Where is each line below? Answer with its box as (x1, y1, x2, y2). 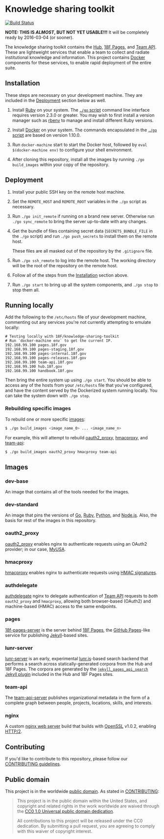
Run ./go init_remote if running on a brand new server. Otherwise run (12, 213, 155, 219)
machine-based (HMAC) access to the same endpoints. (5, 604, 117, 609)
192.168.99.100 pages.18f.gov (5, 343, 67, 347)
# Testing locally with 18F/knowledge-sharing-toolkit (5, 334, 119, 339)
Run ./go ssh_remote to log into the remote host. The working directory (12, 257, 156, 263)
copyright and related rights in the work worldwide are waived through (17, 803, 160, 809)
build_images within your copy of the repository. (12, 161, 109, 168)
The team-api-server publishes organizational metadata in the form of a (5, 694, 150, 701)
